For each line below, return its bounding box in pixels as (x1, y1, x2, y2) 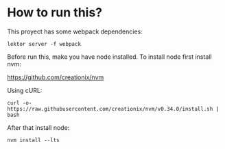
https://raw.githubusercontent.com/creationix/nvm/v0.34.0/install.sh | (7, 105, 220, 112)
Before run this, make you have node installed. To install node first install (7, 53, 212, 61)
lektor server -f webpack (7, 40, 81, 47)
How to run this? (7, 5, 103, 21)
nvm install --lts (7, 137, 60, 144)
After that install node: (7, 123, 70, 131)
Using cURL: (7, 86, 43, 94)
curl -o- (7, 99, 32, 107)
